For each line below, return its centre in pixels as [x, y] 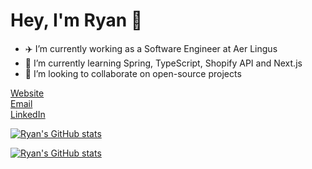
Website [27, 93]
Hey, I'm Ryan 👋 [76, 20]
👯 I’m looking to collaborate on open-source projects [133, 73]
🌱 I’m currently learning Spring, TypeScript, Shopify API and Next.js [163, 63]
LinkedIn [28, 114]
